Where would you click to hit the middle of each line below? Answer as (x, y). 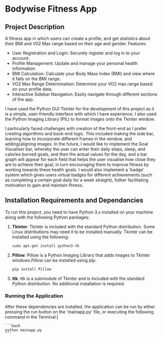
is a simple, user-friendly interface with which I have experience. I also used (81, 114)
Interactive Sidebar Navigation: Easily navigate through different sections (85, 94)
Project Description (35, 27)
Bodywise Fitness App (51, 9)
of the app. (23, 99)
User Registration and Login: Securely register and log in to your (76, 53)
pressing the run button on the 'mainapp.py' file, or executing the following (79, 312)
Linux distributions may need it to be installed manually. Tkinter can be (82, 232)
